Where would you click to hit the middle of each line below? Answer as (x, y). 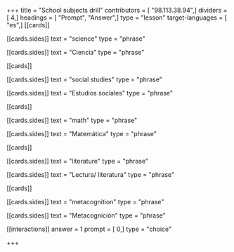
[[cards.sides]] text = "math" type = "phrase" (72, 120)
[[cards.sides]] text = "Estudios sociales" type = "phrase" (90, 93)
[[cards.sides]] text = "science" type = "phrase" (76, 39)
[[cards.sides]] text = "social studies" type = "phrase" (85, 79)
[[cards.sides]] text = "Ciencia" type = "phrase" (76, 52)
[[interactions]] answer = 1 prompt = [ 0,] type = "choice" (89, 229)
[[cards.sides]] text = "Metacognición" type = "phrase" (86, 215)
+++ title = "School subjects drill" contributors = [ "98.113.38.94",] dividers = (117, 10)
